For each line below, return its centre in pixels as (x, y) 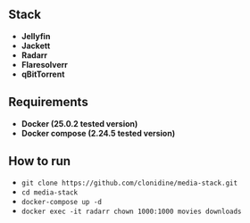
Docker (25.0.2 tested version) (79, 123)
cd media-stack (50, 193)
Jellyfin (36, 36)
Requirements (48, 102)
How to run (40, 161)
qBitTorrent (43, 74)
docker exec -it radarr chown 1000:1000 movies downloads (131, 212)
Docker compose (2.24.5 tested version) (98, 133)
